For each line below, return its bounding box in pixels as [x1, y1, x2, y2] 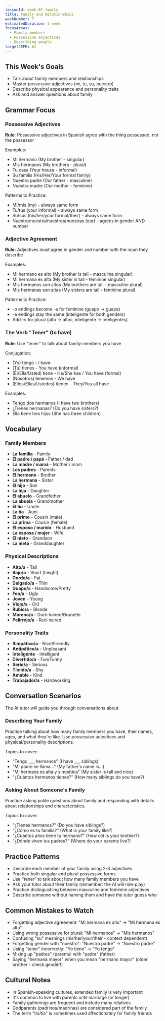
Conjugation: [5, 350, 31, 356]
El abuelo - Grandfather [12, 493, 61, 499]
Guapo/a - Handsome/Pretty [12, 585, 71, 591]
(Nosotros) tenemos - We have [12, 375, 76, 381]
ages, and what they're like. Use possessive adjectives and [5, 734, 125, 740]
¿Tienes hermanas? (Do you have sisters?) [12, 405, 99, 411]
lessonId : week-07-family [5, 7, 58, 12]
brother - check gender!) [12, 961, 63, 967]
